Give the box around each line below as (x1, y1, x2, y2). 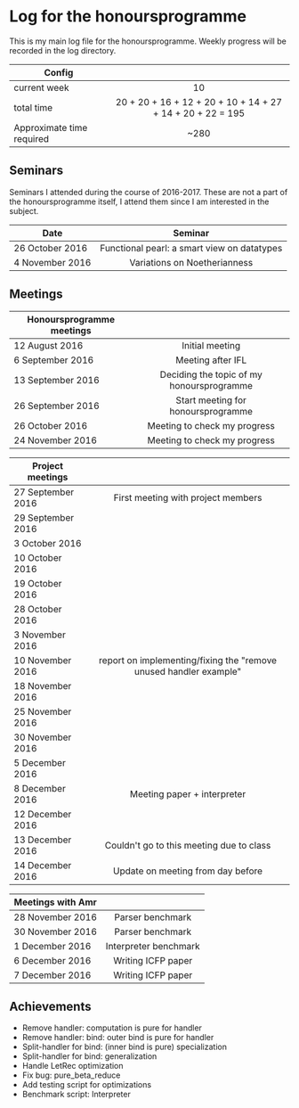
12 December (13, 808, 72, 820)
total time (13, 101, 53, 113)
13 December (13, 833, 72, 846)
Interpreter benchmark (105, 940, 200, 952)
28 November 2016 (13, 911, 98, 923)
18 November (13, 679, 72, 692)
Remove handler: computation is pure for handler (21, 1022, 203, 1033)
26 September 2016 (13, 399, 100, 412)
